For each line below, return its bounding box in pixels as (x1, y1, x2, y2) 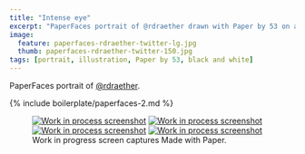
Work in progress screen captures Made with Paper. (32, 135, 227, 145)
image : (9, 30, 34, 39)
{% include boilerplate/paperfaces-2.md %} (9, 98, 174, 109)
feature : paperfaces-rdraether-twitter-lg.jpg (17, 38, 197, 48)
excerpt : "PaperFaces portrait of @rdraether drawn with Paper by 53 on (9, 22, 290, 31)
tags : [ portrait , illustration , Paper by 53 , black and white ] (9, 55, 254, 64)
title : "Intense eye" (9, 13, 92, 23)
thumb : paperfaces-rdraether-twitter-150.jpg (17, 47, 193, 56)
